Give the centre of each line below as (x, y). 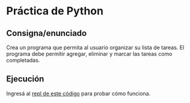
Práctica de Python (55, 11)
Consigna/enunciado (47, 33)
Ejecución (25, 79)
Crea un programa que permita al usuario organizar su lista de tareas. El (95, 47)
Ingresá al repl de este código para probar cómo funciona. (78, 93)
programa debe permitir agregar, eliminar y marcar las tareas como (89, 54)
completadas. (23, 60)
